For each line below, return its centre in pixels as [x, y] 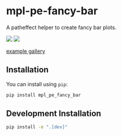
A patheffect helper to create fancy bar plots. [62, 27]
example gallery [26, 51]
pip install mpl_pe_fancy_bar [44, 95]
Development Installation [54, 114]
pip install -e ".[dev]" [37, 127]
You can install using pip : [37, 84]
